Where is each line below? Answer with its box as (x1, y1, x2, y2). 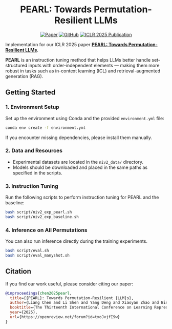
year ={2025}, (10, 309, 38, 315)
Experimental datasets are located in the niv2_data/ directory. (12, 159, 143, 165)
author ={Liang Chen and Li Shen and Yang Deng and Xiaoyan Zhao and (10, 300, 159, 305)
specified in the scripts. (12, 169, 62, 176)
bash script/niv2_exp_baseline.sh (5, 214, 79, 219)
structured (5, 62, 28, 68)
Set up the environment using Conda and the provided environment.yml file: (5, 115, 165, 121)
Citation (5, 267, 32, 276)
